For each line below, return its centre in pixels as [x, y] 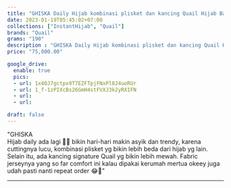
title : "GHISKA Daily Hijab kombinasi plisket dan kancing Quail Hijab [112, 13]
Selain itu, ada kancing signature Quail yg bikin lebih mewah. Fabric [102, 156]
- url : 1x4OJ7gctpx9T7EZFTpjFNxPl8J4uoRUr [75, 83]
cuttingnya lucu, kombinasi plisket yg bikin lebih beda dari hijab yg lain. [108, 149]
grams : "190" [26, 39]
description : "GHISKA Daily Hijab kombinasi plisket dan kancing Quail [113, 45]
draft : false [26, 115]
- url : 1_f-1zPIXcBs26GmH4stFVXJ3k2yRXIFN [75, 90]
